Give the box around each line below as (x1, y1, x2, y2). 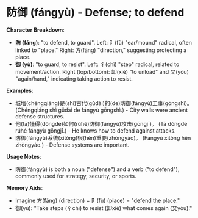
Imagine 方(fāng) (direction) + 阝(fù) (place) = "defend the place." (15, 197, 180, 204)
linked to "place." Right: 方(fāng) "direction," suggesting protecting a (15, 46, 187, 54)
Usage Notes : (6, 153, 41, 160)
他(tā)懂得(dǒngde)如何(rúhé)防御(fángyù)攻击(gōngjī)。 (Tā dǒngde (15, 120, 188, 127)
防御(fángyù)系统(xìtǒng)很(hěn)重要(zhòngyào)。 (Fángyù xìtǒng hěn (15, 134, 191, 141)
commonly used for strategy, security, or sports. (15, 172, 136, 180)
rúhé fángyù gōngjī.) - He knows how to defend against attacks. (15, 126, 176, 134)
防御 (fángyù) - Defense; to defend (6, 5, 185, 20)
